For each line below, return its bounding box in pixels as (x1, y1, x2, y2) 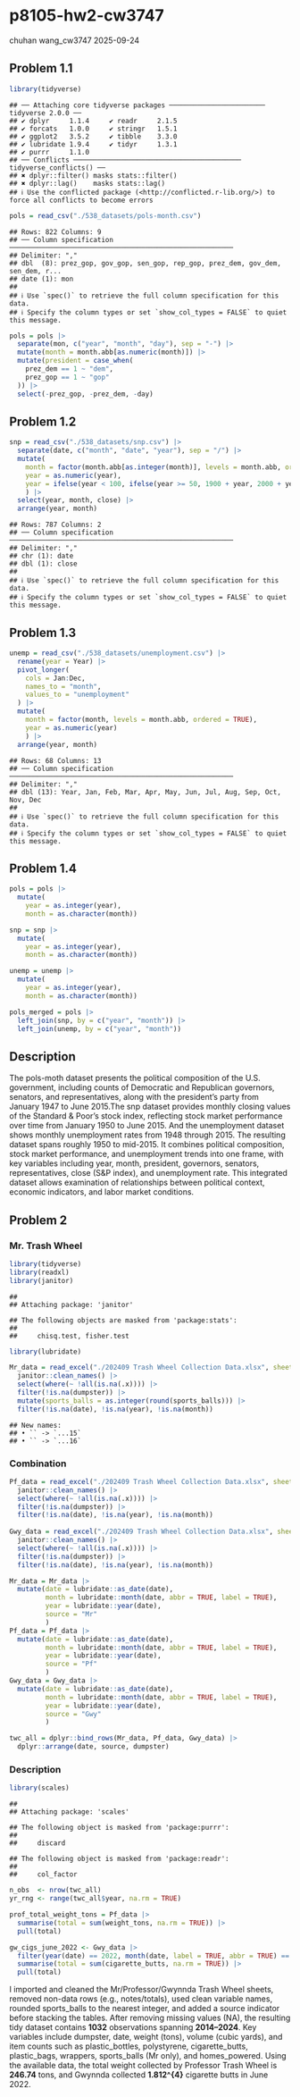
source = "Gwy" (45, 1709, 102, 1718)
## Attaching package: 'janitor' (9, 1300, 134, 1309)
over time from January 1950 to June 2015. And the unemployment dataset (9, 1120, 285, 1131)
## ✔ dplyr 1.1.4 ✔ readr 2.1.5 (9, 116, 178, 125)
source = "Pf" (45, 1659, 98, 1669)
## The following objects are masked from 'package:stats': (9, 1315, 238, 1325)
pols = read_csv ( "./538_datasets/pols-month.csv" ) (9, 211, 202, 220)
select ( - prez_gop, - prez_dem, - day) (17, 390, 154, 398)
